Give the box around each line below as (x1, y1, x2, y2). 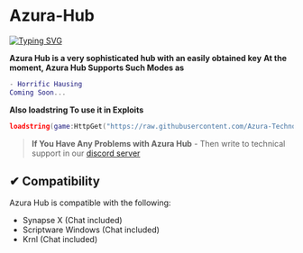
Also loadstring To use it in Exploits (9, 104, 144, 115)
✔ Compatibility (9, 173, 101, 189)
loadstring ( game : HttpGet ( (9, 122, 106, 131)
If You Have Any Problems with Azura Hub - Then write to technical (31, 138, 286, 149)
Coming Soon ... (9, 87, 67, 97)
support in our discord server (31, 148, 141, 158)
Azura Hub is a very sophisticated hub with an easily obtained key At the (9, 52, 287, 63)
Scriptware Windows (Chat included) (22, 224, 161, 235)
